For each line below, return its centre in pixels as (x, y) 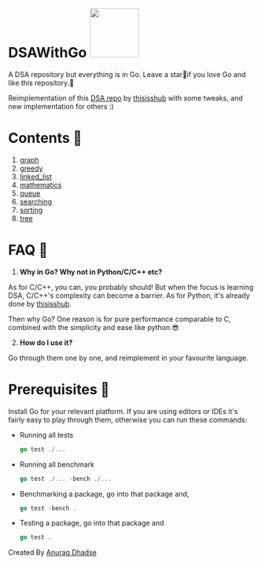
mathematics (40, 185)
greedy (31, 168)
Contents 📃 (45, 138)
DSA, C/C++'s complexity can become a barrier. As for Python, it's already (129, 295)
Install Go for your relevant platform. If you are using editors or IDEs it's (123, 411)
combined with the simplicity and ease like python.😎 (94, 327)
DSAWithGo (48, 53)
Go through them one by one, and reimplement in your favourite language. (129, 358)
